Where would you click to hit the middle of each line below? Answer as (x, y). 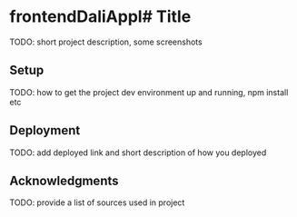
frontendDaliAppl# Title (100, 17)
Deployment (45, 130)
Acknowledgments (64, 180)
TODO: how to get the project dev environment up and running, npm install (149, 92)
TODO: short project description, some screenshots (106, 42)
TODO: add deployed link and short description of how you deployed (138, 153)
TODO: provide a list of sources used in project (97, 202)
